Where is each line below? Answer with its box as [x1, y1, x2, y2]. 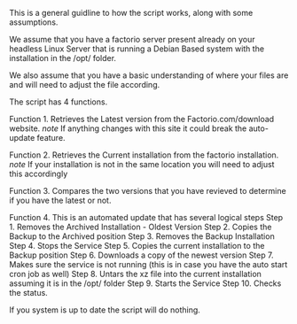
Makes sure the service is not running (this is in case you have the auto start [9, 259, 288, 269]
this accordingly [9, 168, 68, 179]
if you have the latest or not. [9, 195, 112, 205]
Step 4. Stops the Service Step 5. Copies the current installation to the [9, 241, 265, 251]
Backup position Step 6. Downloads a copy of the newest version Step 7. [9, 250, 274, 260]
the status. [9, 288, 49, 297]
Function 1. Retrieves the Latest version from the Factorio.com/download [9, 114, 275, 124]
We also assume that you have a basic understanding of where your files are [9, 70, 289, 81]
